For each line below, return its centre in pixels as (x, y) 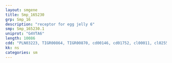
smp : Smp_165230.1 (25, 29)
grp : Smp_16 (18, 19)
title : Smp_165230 (25, 15)
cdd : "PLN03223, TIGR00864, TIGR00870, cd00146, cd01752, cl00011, (79, 43)
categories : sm (21, 52)
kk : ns (12, 48)
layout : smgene (21, 10)
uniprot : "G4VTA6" (25, 34)
